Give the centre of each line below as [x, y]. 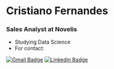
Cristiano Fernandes [57, 11]
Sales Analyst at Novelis [42, 29]
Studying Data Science [43, 42]
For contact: [29, 48]
